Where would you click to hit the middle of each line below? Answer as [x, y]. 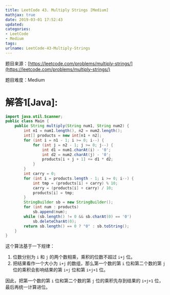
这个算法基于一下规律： [30, 246]
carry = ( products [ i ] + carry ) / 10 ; [73, 188]
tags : [11, 44]
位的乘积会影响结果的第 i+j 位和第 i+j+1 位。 [60, 270]
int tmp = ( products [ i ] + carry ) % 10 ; [75, 183]
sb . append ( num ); [50, 212]
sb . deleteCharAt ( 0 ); [55, 221]
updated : [15, 24]
